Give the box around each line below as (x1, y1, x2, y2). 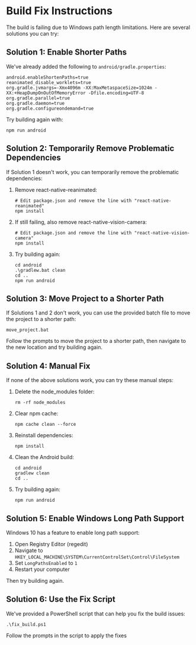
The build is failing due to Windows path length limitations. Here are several (6, 24, 191, 31)
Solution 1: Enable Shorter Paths (6, 47, 127, 57)
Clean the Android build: (14, 454, 74, 461)
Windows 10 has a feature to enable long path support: (6, 529, 140, 536)
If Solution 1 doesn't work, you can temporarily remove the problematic (6, 168, 179, 175)
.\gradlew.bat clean (14, 267, 66, 273)
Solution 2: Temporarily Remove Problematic (6, 143, 175, 153)
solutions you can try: (6, 30, 59, 37)
